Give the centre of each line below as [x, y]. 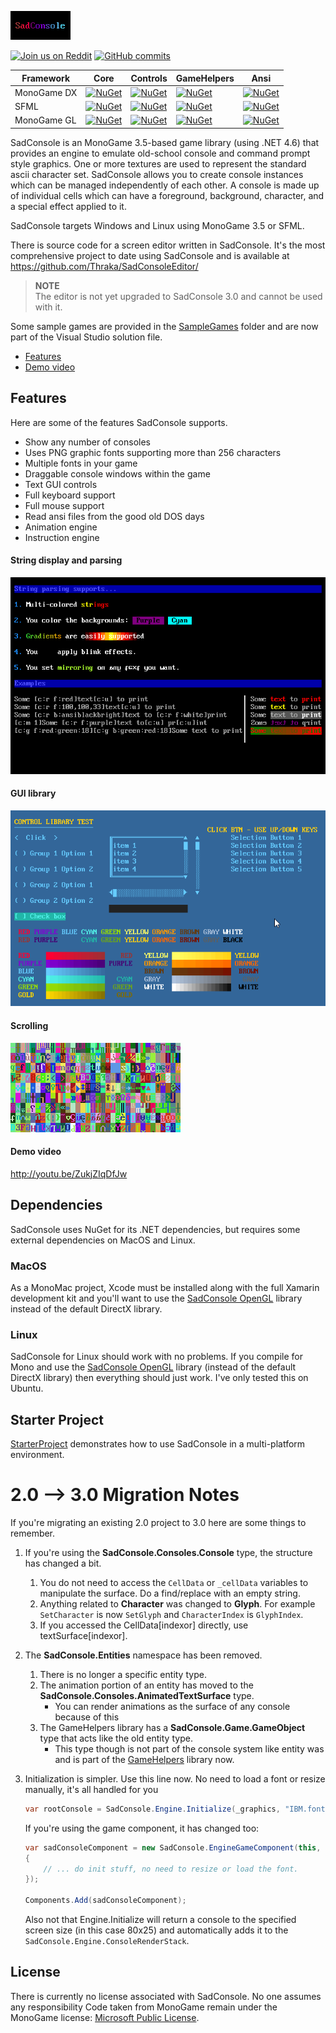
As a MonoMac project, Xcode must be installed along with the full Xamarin [165, 1287]
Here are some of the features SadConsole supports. [119, 422]
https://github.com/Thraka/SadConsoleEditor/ [104, 266]
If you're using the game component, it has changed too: [142, 1828]
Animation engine [61, 527]
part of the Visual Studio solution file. [86, 337]
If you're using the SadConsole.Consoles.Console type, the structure [168, 1552]
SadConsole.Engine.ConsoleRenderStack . [107, 1941]
